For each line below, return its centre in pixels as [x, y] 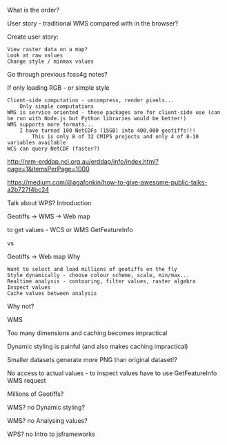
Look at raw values [35, 55]
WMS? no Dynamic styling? [46, 407]
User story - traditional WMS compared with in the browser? [93, 23]
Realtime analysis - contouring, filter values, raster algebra [101, 281]
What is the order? [33, 10]
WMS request [27, 380]
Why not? [21, 306]
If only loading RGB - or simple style [58, 88]
